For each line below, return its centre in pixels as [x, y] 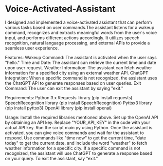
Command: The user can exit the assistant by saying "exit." [64, 88]
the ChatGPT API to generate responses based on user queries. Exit [73, 83]
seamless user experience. [32, 48]
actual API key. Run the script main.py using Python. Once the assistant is [79, 127]
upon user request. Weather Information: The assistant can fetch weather [79, 68]
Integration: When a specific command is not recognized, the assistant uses [81, 78]
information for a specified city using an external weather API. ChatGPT [77, 73]
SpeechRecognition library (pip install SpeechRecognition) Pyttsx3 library [79, 103]
